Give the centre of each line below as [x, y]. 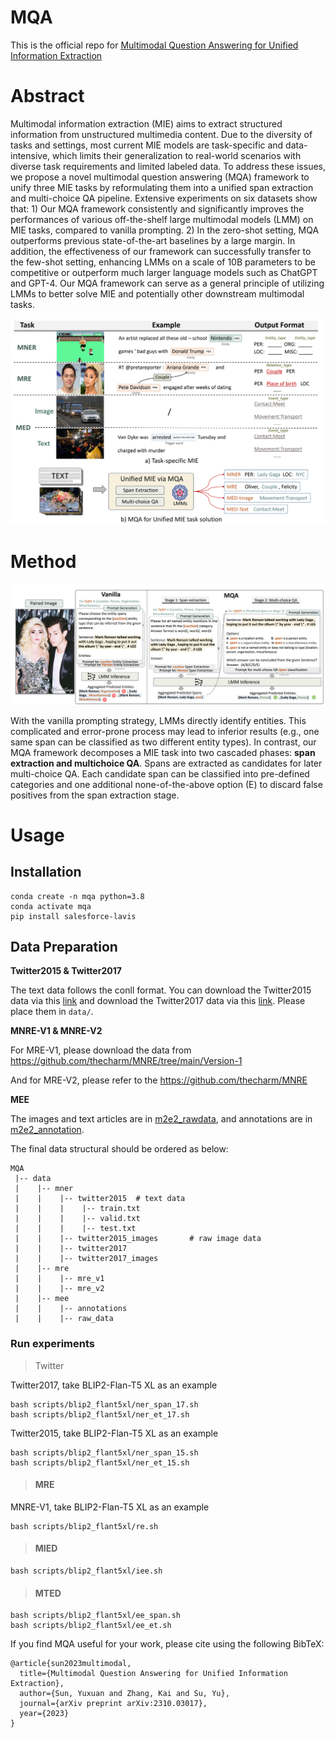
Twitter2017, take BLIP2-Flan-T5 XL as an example [114, 1385]
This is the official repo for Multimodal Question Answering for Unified [154, 45]
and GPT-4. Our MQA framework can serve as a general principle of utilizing [167, 283]
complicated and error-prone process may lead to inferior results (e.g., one [165, 731]
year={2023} [44, 1714]
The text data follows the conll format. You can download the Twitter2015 [161, 990]
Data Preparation [64, 946]
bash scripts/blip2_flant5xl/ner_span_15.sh [104, 1452]
